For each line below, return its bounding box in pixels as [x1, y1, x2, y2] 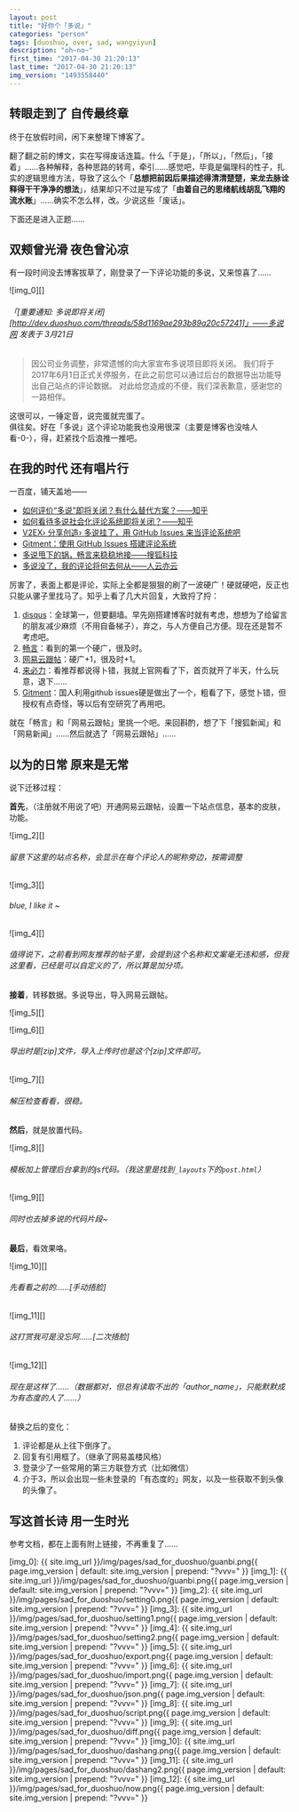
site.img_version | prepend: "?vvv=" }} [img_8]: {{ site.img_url [9, 1698, 232, 1709]
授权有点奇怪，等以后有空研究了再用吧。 [21, 699, 170, 710]
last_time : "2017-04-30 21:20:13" [9, 63, 138, 72]
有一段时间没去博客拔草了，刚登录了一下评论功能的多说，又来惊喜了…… [9, 268, 272, 278]
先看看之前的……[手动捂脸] [9, 1282, 106, 1293]
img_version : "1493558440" [9, 71, 109, 80]
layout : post [9, 12, 58, 22]
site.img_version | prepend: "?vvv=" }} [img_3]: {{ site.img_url [9, 1604, 232, 1615]
